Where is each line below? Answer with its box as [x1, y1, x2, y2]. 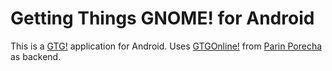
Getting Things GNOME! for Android [10, 7, 315, 30]
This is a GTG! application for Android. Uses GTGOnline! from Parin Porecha [10, 40, 323, 52]
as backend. [10, 50, 62, 62]
